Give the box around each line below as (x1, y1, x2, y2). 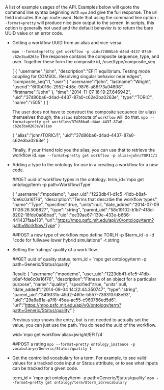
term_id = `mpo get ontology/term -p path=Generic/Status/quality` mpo (12, 375, 154, 381)
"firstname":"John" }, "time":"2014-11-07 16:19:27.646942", (12, 89, 132, 95)
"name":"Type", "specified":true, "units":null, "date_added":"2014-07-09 (12, 202, 160, 208)
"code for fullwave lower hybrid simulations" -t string (12, 237, 120, 243)
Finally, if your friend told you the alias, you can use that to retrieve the (12, 147, 155, 153)
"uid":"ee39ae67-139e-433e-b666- (58, 212, 131, 218)
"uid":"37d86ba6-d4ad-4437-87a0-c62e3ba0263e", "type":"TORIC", (12, 94, 153, 100)
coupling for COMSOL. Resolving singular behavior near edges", (12, 74, 142, 79)
